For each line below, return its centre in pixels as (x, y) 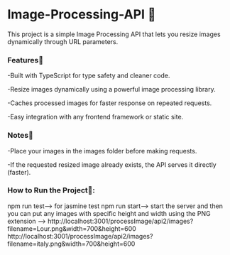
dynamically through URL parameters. (63, 41)
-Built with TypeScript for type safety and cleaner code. (89, 76)
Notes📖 (20, 136)
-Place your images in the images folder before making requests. (102, 151)
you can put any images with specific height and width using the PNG (109, 213)
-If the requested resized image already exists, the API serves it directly (112, 164)
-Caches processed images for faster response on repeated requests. (110, 103)
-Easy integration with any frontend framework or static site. (95, 117)
